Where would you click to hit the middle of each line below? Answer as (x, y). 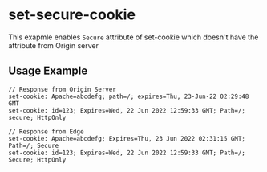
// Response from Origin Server (62, 89)
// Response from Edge (46, 131)
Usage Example (48, 71)
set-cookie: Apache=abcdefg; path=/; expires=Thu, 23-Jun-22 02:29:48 (129, 96)
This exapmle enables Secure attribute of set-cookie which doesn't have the (133, 37)
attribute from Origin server (53, 45)
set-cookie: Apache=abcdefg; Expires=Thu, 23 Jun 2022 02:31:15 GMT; (127, 138)
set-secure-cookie (72, 15)
